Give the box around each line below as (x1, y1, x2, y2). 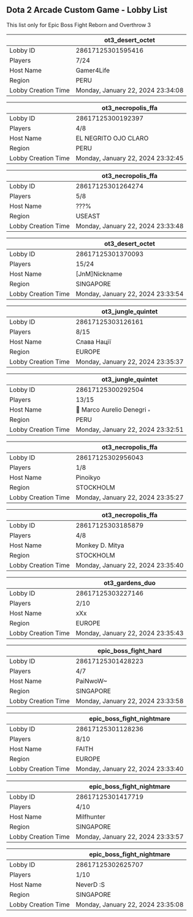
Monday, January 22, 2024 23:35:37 (75, 357, 184, 366)
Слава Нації (75, 337, 112, 346)
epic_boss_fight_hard (97, 647, 162, 655)
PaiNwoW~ (75, 677, 108, 685)
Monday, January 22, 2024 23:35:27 (75, 493, 184, 502)
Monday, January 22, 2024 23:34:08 (75, 86, 184, 94)
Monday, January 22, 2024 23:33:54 (75, 290, 184, 298)
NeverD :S (75, 880, 105, 889)
